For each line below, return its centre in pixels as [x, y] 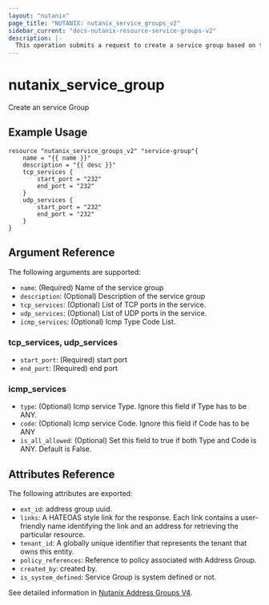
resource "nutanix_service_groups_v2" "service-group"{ [103, 151]
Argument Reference [62, 253]
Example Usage [48, 133]
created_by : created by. [58, 569]
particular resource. [52, 534]
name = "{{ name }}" [57, 158]
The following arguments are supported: [75, 272]
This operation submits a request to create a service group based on [136, 46]
